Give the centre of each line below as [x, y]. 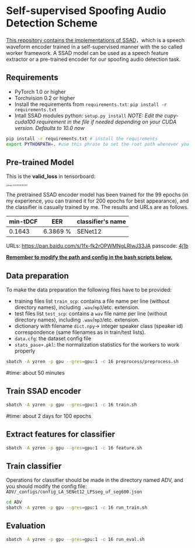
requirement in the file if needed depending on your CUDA [107, 122]
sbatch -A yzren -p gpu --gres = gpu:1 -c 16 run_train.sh [77, 508]
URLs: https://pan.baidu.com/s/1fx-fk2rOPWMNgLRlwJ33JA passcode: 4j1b [97, 246]
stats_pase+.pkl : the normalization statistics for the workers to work [97, 345]
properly [25, 351]
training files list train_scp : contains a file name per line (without [92, 301]
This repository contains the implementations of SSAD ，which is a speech [95, 40]
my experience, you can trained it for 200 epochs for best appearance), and [97, 201]
